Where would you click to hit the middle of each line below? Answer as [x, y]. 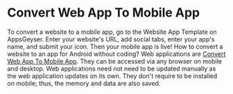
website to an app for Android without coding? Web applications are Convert [116, 54]
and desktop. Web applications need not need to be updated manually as [112, 68]
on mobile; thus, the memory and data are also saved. [84, 83]
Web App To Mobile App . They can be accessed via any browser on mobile [114, 61]
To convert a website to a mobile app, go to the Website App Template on [112, 32]
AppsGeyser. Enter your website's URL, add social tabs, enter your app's [111, 39]
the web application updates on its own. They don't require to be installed [112, 76]
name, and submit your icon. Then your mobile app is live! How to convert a [115, 46]
